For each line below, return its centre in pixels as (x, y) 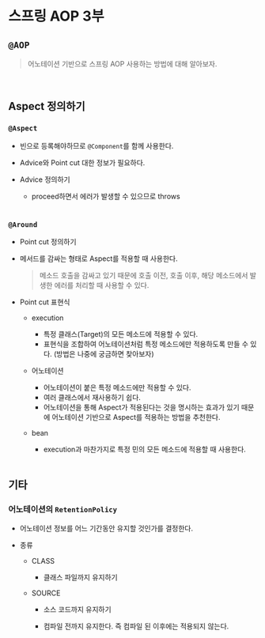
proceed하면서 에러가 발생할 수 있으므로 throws (106, 196)
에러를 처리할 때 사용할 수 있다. (102, 285)
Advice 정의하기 (45, 179)
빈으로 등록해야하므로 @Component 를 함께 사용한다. (97, 145)
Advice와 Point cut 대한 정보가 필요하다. (82, 162)
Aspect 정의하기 (47, 106)
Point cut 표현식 (45, 302)
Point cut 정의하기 (48, 241)
